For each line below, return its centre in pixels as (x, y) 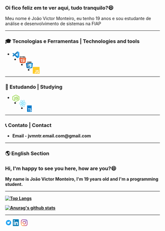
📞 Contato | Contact (28, 125)
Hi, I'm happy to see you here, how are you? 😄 (61, 169)
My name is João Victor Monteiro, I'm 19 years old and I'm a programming (82, 179)
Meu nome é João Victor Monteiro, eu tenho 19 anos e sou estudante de (78, 19)
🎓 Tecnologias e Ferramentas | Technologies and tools (72, 41)
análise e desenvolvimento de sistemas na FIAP (53, 24)
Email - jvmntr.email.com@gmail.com (52, 136)
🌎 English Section (27, 154)
